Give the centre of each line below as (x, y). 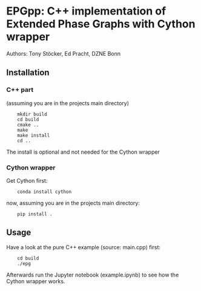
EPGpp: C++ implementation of (86, 11)
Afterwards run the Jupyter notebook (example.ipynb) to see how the (93, 275)
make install (34, 135)
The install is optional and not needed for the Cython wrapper (83, 152)
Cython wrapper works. (36, 281)
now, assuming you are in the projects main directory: (73, 203)
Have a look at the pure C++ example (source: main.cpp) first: (84, 247)
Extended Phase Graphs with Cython (101, 24)
